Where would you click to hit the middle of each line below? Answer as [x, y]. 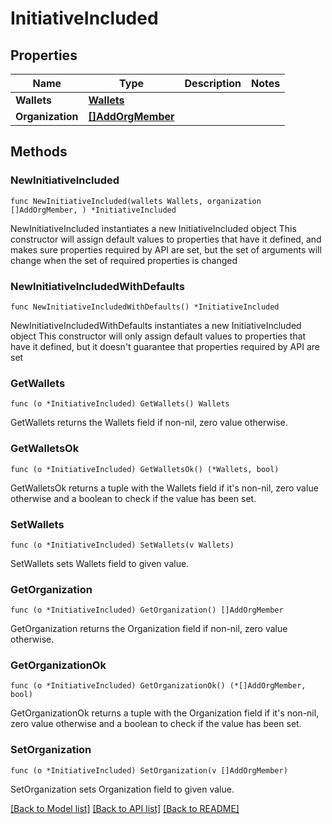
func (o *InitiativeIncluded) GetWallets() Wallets [120, 404]
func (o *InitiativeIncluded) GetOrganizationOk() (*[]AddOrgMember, [158, 686]
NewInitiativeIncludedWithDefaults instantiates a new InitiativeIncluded [156, 325]
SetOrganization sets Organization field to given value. [122, 789]
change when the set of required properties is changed [124, 260]
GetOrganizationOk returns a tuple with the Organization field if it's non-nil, [165, 713]
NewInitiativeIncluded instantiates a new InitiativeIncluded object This [153, 228]
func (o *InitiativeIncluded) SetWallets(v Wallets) [122, 545]
